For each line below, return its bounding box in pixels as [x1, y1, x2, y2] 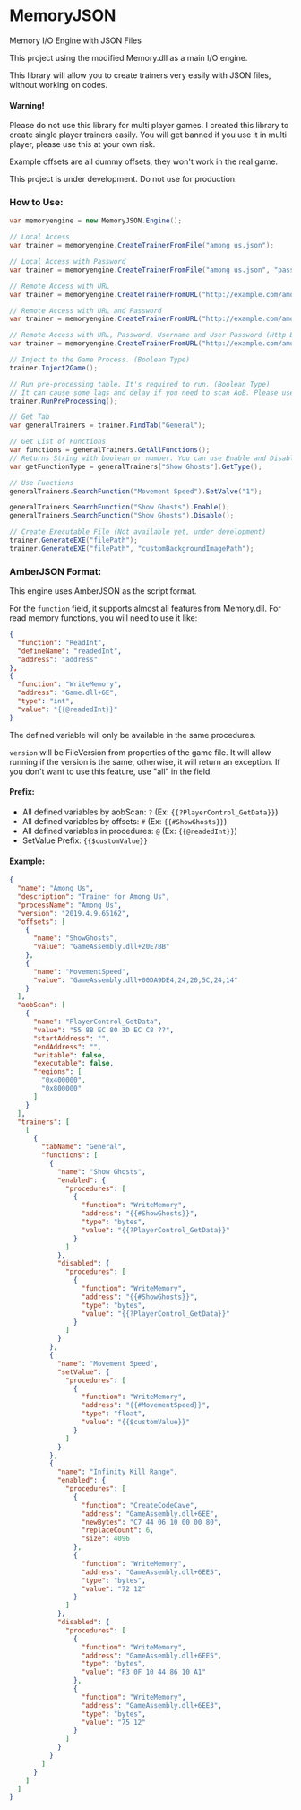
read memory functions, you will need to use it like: [9, 613, 198, 623]
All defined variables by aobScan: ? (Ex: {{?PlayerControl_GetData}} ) [21, 806, 279, 817]
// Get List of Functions [9, 437, 106, 447]
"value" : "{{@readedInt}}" [17, 705, 118, 714]
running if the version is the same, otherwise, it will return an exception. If [9, 756, 280, 767]
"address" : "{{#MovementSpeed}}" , [81, 1401, 211, 1410]
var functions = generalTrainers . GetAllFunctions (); [9, 446, 211, 455]
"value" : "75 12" [81, 1718, 146, 1727]
